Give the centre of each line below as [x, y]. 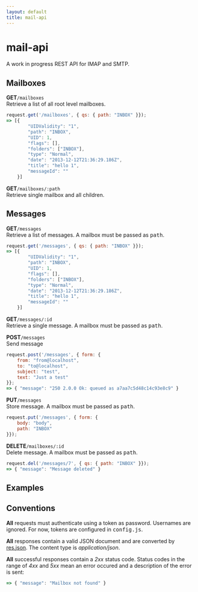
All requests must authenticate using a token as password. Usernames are [99, 523]
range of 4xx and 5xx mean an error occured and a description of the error [99, 565]
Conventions [31, 508]
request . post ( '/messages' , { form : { [54, 355]
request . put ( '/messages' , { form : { [52, 417]
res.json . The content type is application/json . [63, 547]
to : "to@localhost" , [43, 366]
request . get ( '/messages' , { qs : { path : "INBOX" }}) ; [75, 246]
